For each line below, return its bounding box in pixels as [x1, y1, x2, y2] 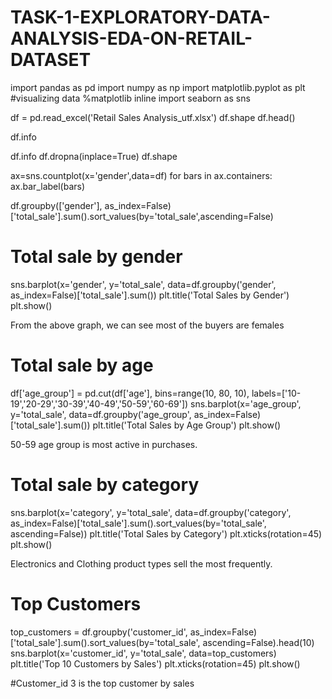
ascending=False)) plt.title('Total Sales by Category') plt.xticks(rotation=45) [10, 527, 323, 540]
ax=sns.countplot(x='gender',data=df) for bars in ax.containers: [10, 169, 273, 181]
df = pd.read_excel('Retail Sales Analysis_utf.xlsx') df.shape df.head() [10, 111, 296, 123]
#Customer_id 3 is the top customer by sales [10, 677, 195, 689]
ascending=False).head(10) [202, 636, 315, 648]
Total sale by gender [10, 246, 183, 268]
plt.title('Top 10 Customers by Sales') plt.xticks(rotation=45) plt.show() [10, 657, 301, 670]
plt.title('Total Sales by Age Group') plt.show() [92, 419, 282, 431]
